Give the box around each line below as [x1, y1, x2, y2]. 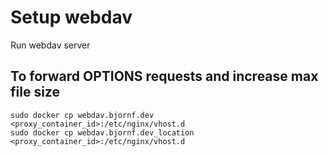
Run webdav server [10, 39, 91, 51]
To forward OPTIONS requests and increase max [10, 68, 319, 85]
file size [10, 84, 60, 101]
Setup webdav [10, 6, 133, 29]
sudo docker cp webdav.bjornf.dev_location [10, 127, 195, 138]
